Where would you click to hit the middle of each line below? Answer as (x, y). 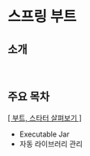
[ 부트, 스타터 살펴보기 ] (45, 118)
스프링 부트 (42, 17)
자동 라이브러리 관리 (51, 144)
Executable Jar (44, 134)
